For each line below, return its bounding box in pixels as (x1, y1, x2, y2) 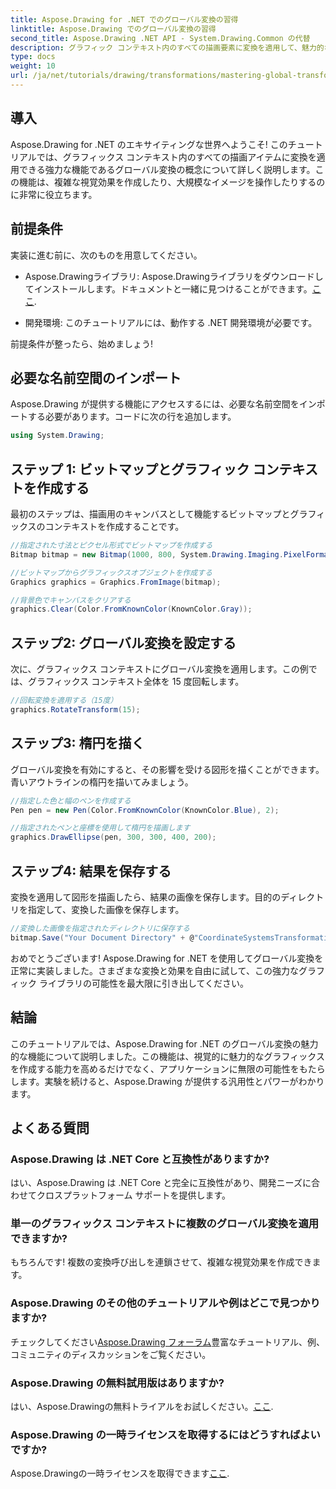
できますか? (10, 1232, 68, 1246)
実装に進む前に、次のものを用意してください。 (10, 249, 203, 261)
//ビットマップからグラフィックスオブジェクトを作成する (10, 567, 213, 578)
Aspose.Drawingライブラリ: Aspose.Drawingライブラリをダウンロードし (24, 270, 324, 282)
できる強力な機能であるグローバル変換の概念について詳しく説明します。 (18, 163, 316, 175)
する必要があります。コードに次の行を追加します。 (27, 411, 237, 423)
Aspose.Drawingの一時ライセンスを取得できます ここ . (10, 1467, 230, 1480)
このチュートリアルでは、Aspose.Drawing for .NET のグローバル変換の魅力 (10, 1037, 319, 1050)
